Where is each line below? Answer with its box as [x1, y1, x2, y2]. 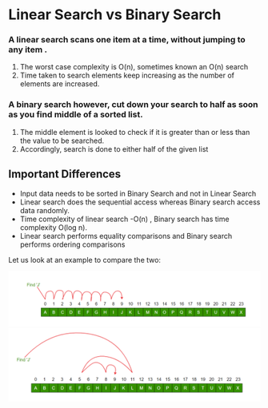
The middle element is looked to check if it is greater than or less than [19, 127, 250, 137]
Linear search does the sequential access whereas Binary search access [19, 197, 261, 207]
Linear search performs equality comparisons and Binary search [19, 231, 233, 240]
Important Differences [8, 168, 122, 181]
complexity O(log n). [19, 222, 88, 232]
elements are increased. [19, 79, 100, 89]
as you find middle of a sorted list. [8, 109, 143, 121]
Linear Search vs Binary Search [8, 6, 222, 24]
